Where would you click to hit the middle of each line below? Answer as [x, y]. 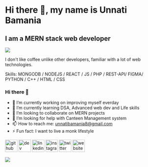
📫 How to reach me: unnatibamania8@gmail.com [62, 124]
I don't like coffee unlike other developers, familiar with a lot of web [73, 59]
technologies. [19, 65]
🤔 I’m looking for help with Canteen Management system [69, 118]
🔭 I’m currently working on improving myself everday [65, 103]
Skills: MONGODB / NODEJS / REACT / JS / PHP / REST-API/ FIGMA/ [74, 74]
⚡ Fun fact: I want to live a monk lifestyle [53, 131]
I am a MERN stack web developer [58, 38]
